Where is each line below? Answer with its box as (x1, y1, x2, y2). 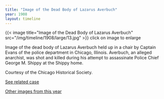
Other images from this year (5, 89, 62, 95)
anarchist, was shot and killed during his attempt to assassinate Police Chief (5, 55, 159, 61)
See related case (5, 79, 39, 85)
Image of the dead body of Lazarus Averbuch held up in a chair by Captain (5, 45, 156, 50)
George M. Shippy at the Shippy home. (5, 60, 83, 66)
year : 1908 (5, 12, 27, 17)
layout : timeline (5, 16, 41, 21)
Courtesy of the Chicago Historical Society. (5, 70, 93, 75)
